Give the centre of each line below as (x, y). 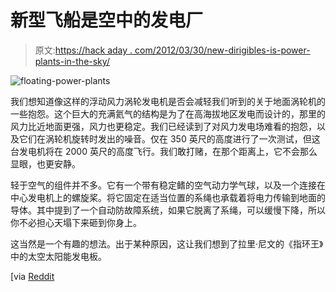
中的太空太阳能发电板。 (58, 256)
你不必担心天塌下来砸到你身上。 (76, 222)
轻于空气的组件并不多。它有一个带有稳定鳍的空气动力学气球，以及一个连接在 (168, 185)
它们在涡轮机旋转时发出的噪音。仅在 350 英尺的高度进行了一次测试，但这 (169, 138)
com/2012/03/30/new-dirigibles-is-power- (222, 50)
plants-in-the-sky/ (72, 61)
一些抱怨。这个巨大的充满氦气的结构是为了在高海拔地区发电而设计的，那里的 (168, 113)
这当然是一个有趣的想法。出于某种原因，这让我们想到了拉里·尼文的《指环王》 (167, 243)
